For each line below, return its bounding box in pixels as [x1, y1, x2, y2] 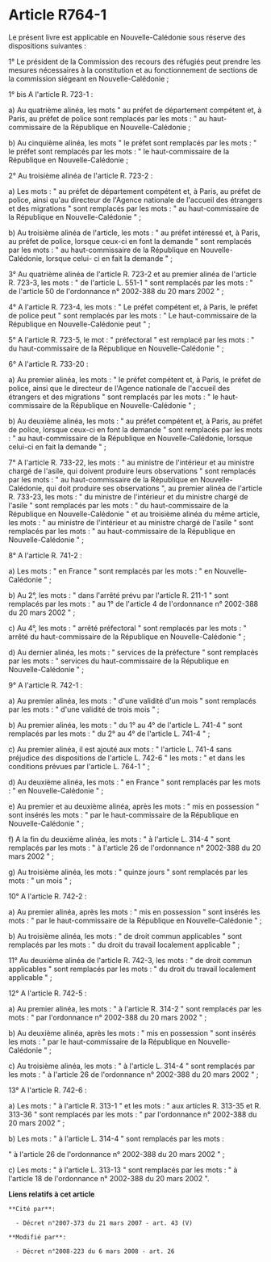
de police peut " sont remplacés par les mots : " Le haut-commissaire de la [8, 310, 256, 320]
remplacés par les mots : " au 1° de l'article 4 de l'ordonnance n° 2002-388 [8, 599, 259, 608]
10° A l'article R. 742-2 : [8, 891, 87, 901]
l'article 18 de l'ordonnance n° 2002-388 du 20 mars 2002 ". [8, 1173, 210, 1183]
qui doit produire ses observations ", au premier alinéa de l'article [45, 483, 263, 493]
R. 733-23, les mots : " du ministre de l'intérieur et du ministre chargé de [8, 491, 248, 502]
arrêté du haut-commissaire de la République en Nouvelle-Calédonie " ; [8, 632, 246, 642]
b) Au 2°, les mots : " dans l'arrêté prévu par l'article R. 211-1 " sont [8, 590, 229, 599]
